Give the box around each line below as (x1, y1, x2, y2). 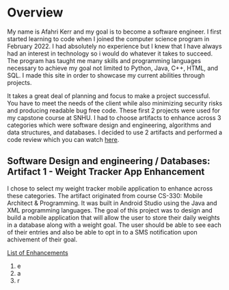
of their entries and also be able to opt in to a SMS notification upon (7, 228, 198, 236)
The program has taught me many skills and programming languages (7, 56, 202, 64)
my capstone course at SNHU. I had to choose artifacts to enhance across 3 (7, 113, 221, 121)
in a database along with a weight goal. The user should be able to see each (7, 221, 221, 229)
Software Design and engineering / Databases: (7, 156, 211, 167)
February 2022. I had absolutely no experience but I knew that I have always (7, 42, 222, 50)
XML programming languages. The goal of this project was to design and (7, 206, 213, 214)
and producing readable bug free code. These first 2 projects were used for (7, 106, 221, 114)
